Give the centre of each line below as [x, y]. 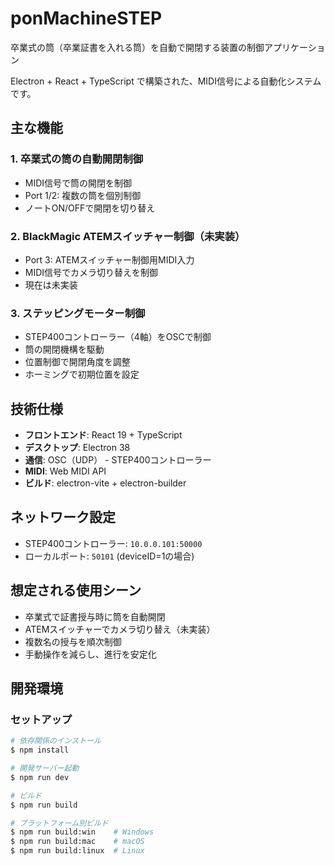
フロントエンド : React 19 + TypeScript [103, 435]
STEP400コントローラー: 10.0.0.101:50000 [113, 543]
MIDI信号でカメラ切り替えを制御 [91, 272]
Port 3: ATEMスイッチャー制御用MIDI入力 [109, 259]
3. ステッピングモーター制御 [78, 313]
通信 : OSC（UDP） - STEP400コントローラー [118, 460]
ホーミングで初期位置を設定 [82, 374]
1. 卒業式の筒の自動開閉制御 [77, 159]
